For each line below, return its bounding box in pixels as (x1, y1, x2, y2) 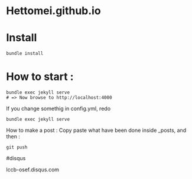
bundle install (6, 51, 44, 57)
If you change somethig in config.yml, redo (6, 105, 111, 112)
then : (6, 133, 21, 140)
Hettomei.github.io (6, 4, 102, 18)
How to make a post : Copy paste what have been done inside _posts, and (6, 127, 187, 134)
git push (6, 144, 28, 151)
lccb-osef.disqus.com (6, 166, 60, 173)
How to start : (6, 70, 74, 84)
